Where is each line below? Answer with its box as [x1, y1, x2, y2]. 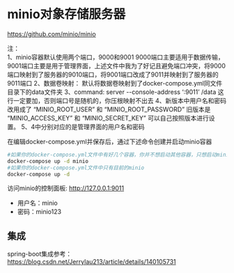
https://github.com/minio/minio [7, 29, 96, 38]
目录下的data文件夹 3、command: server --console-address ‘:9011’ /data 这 [7, 88, 224, 96]
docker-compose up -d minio [7, 157, 89, 164]
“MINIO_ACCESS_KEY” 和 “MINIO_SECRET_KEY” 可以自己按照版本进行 [7, 114, 209, 122]
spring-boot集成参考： [7, 250, 72, 258]
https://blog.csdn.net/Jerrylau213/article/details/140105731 [7, 258, 176, 266]
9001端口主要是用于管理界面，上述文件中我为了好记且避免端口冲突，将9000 [7, 61, 226, 70]
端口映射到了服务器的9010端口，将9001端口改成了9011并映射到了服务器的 [7, 70, 219, 79]
